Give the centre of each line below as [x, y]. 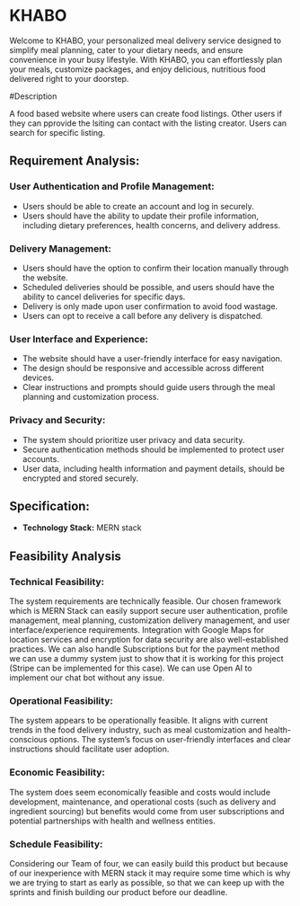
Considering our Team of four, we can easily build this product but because [149, 863]
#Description [33, 96]
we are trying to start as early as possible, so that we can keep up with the [147, 883]
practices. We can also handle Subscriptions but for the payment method [145, 649]
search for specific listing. [57, 132]
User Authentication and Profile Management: [112, 187]
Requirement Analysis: [75, 161]
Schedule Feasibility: [56, 844]
